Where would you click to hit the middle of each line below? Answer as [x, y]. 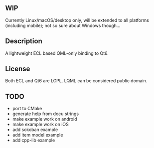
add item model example [38, 135]
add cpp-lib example [34, 140]
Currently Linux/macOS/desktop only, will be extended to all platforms [77, 20]
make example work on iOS [40, 125]
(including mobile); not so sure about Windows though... [63, 25]
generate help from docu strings [46, 114]
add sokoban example [35, 130]
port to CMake [27, 109]
